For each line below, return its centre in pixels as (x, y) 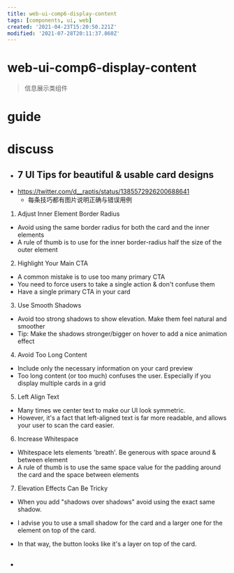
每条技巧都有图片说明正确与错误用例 (80, 200)
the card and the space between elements (78, 475)
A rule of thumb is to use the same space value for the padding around (119, 467)
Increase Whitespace (48, 439)
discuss (31, 149)
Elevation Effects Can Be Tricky (63, 488)
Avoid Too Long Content (52, 355)
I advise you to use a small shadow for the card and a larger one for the (120, 523)
